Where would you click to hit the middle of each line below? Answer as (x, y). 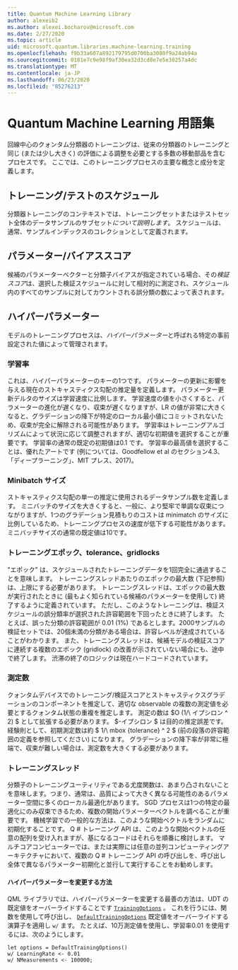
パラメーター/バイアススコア (70, 256)
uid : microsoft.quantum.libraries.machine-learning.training (99, 47)
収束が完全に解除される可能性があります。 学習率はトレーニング (113, 425)
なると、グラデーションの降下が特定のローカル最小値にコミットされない (112, 416)
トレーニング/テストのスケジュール (83, 195)
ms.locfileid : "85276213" (45, 86)
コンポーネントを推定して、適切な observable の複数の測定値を (130, 703)
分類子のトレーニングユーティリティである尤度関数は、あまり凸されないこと (118, 785)
